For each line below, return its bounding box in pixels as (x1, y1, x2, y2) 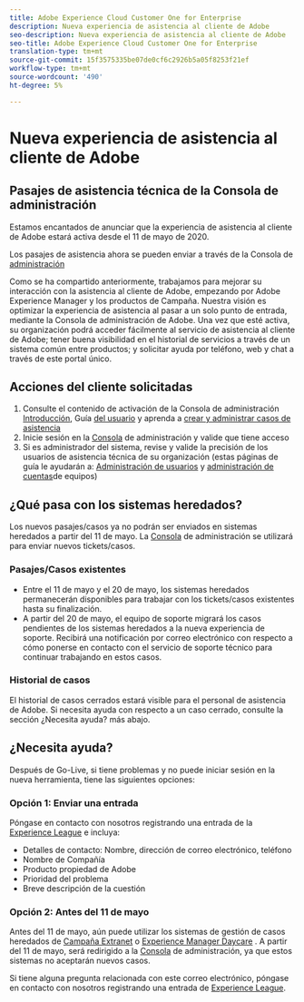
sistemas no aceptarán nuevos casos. (9, 955, 152, 967)
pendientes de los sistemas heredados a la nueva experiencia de (22, 623, 265, 634)
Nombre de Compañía (22, 854, 106, 865)
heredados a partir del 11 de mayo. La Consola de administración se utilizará (9, 531, 293, 542)
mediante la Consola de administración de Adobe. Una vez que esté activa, (9, 314, 290, 325)
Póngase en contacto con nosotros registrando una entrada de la (9, 817, 253, 828)
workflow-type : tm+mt (9, 64, 92, 74)
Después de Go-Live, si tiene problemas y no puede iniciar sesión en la (9, 764, 275, 775)
